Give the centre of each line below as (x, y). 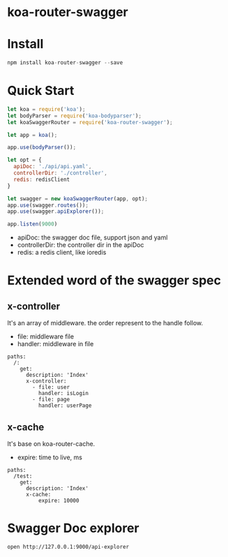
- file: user (51, 387)
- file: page (51, 400)
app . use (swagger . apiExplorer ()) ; (56, 211)
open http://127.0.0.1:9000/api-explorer (68, 547)
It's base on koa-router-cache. (51, 444)
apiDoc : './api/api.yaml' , (53, 167)
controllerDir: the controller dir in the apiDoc (81, 245)
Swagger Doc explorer (73, 528)
